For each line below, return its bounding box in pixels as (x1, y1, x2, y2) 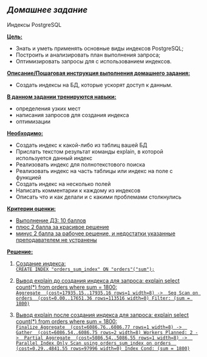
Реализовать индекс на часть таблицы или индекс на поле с (15, 167, 173, 174)
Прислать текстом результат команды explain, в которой (15, 147, 163, 155)
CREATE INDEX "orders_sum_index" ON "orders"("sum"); (15, 266, 155, 272)
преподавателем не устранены (15, 236, 98, 243)
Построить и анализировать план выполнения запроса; (15, 51, 161, 58)
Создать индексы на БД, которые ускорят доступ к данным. (15, 81, 172, 88)
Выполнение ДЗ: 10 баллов (15, 216, 87, 224)
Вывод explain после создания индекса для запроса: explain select (15, 311, 189, 319)
